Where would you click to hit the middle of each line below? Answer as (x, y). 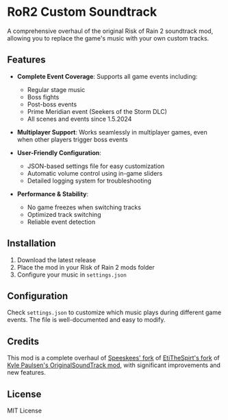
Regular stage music (56, 89)
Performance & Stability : (53, 194)
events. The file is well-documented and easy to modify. (86, 320)
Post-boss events (52, 104)
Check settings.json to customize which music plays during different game (114, 312)
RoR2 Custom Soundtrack (82, 12)
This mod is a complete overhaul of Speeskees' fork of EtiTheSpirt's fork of (114, 358)
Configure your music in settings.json (72, 275)
